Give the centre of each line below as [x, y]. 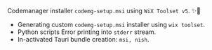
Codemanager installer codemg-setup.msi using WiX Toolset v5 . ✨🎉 [104, 11]
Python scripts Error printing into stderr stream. [87, 32]
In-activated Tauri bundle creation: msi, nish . [83, 39]
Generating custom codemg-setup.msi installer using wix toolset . [111, 25]
